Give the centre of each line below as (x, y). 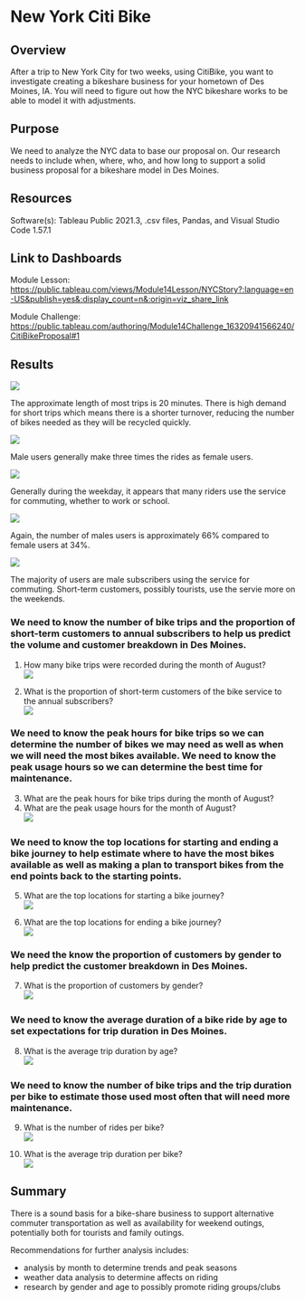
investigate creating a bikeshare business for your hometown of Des (138, 81)
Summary (38, 1192)
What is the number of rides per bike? (94, 1127)
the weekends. (38, 599)
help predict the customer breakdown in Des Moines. (129, 966)
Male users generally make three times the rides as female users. (132, 457)
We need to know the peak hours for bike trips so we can (138, 733)
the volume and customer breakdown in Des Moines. (129, 645)
